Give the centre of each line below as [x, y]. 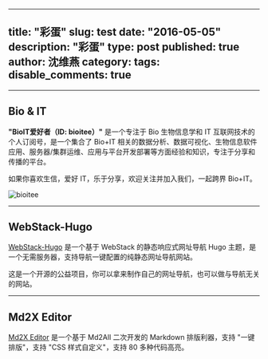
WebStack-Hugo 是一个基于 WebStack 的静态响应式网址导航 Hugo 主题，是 [132, 247]
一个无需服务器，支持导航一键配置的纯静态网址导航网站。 [102, 257]
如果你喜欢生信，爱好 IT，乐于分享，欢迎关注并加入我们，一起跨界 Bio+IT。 [132, 178]
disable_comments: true [70, 75]
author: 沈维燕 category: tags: [84, 62]
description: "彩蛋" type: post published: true [124, 47]
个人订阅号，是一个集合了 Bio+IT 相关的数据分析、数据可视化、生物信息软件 [133, 141]
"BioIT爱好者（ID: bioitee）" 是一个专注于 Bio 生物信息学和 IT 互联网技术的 [132, 132]
